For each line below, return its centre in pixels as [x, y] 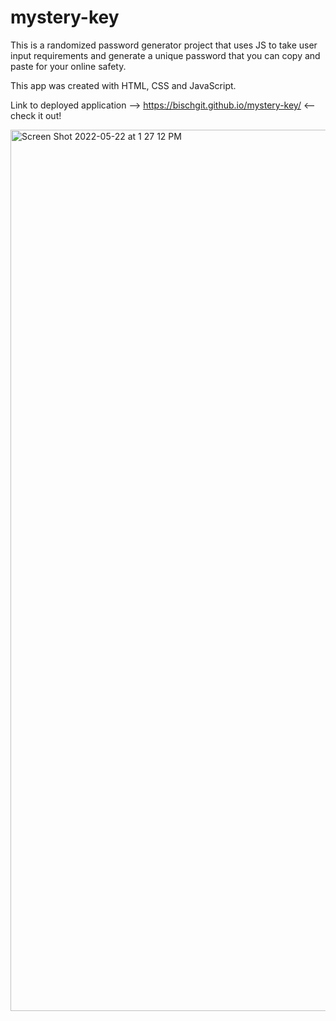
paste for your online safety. [68, 66]
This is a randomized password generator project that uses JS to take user [164, 45]
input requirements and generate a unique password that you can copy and [165, 55]
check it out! [36, 115]
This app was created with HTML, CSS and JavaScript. [123, 85]
